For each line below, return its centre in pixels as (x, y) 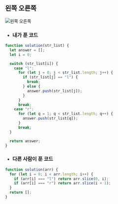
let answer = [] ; (27, 50)
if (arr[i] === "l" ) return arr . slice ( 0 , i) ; (61, 179)
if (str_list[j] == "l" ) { (50, 77)
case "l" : (24, 68)
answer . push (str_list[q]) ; (50, 118)
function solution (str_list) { (37, 46)
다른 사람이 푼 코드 (32, 159)
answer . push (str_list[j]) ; (55, 91)
